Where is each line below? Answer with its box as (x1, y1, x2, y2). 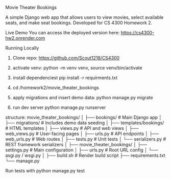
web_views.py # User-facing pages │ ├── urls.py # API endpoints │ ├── (5, 130, 159, 137)
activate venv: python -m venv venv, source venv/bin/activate (12, 65, 143, 71)
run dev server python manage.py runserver (12, 104, 106, 110)
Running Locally (5, 45, 39, 51)
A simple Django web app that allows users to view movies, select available (5, 14, 164, 20)
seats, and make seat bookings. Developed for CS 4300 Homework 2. (5, 20, 153, 26)
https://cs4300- (120, 30, 155, 35)
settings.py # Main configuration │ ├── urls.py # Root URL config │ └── (5, 147, 158, 153)
